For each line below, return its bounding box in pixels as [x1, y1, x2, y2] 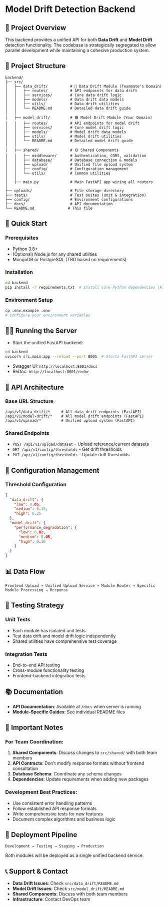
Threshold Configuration [5, 481, 66, 488]
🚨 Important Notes [5, 723, 63, 732]
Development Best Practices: [5, 789, 77, 796]
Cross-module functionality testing [12, 667, 84, 673]
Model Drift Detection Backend [5, 4, 135, 15]
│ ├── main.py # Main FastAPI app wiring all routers [5, 179, 153, 185]
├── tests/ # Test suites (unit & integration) [5, 193, 146, 198]
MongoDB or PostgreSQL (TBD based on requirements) [12, 256, 127, 262]
